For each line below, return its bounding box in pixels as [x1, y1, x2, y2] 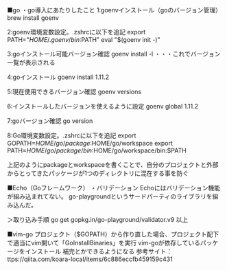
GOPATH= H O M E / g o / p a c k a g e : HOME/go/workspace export [7, 139, 174, 147]
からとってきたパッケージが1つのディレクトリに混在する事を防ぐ [7, 169, 189, 177]
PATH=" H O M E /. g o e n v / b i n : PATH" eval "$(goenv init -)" [7, 36, 160, 43]
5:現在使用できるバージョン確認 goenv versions [7, 88, 142, 95]
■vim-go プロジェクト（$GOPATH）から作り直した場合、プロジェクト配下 [7, 230, 219, 238]
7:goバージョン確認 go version [7, 117, 93, 125]
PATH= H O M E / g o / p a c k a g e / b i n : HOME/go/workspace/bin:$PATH [7, 146, 187, 155]
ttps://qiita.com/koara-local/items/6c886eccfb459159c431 [7, 255, 173, 263]
